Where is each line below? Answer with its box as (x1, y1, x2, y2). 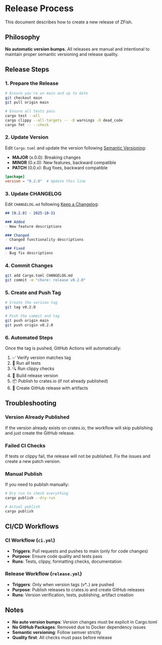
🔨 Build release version (12, 373, 58, 379)
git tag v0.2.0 (5, 305, 36, 310)
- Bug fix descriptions (5, 251, 54, 256)
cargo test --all (5, 113, 40, 118)
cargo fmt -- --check (5, 122, 49, 127)
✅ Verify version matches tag (12, 355, 72, 361)
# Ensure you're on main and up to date (5, 91, 89, 96)
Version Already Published (5, 414, 70, 421)
